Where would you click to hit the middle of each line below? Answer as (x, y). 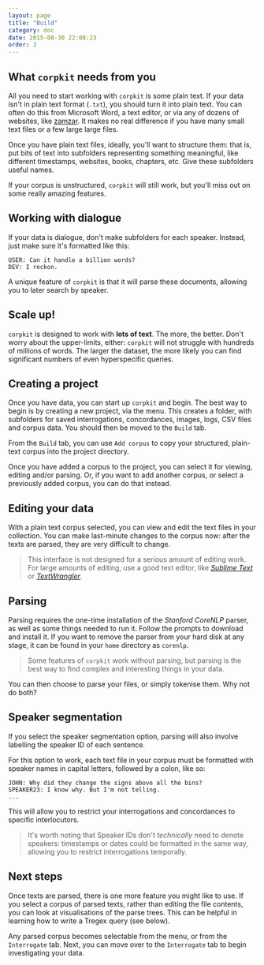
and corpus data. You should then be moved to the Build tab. (108, 428)
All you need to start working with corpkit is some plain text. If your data (126, 95)
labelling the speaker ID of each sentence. (77, 744)
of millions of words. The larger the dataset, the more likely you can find (125, 350)
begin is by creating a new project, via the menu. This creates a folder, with (130, 411)
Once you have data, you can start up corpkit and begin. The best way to (128, 402)
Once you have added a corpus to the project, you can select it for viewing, (130, 467)
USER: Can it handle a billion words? (72, 260)
